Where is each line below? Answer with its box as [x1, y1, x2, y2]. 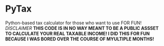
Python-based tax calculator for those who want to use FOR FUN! [5, 20, 142, 26]
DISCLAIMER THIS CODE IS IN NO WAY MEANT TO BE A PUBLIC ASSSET [5, 25, 159, 31]
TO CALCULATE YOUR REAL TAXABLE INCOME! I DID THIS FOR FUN [5, 30, 150, 36]
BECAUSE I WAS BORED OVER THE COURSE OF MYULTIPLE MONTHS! [5, 36, 154, 42]
